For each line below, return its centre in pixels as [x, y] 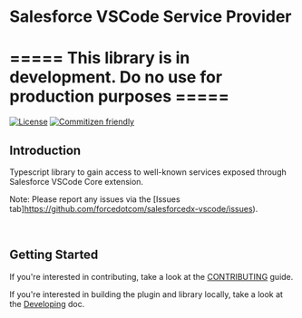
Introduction [45, 150]
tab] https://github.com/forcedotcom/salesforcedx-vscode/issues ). [134, 208]
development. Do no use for [116, 77]
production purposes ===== [119, 96]
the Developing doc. [47, 304]
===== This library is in [100, 58]
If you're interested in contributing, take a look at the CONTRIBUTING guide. [151, 276]
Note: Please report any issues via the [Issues [95, 199]
